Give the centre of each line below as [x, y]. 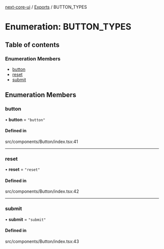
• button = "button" [25, 120]
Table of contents [32, 45]
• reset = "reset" [23, 169]
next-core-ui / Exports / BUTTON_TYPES [46, 7]
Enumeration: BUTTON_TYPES [68, 27]
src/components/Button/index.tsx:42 [42, 191]
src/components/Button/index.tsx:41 [41, 142]
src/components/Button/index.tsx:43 [42, 241]
